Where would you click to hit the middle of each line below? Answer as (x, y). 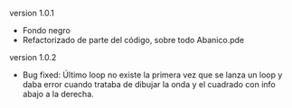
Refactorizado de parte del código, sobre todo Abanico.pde (133, 40)
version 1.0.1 (32, 13)
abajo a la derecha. (58, 94)
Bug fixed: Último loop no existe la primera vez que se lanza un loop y (152, 75)
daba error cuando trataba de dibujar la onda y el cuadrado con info (149, 84)
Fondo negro (46, 30)
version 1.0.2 (33, 57)
